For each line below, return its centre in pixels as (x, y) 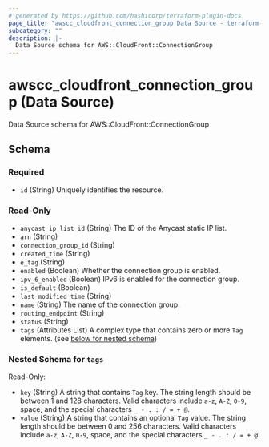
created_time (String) (55, 254)
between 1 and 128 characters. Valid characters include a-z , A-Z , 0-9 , (133, 401)
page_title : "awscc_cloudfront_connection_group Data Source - (116, 23)
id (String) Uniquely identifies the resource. (92, 190)
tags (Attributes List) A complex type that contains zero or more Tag (131, 330)
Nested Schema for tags (56, 359)
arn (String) (39, 236)
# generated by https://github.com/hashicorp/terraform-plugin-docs (125, 16)
